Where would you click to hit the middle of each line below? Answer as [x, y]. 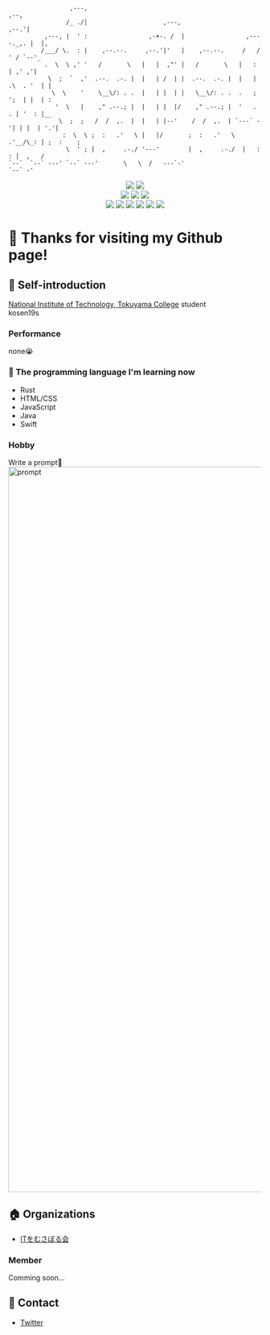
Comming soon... [37, 1278]
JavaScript [38, 407]
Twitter [32, 1322]
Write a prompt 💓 [35, 462]
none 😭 [21, 351]
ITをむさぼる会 [45, 1238]
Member [25, 1260]
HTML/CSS [39, 398]
